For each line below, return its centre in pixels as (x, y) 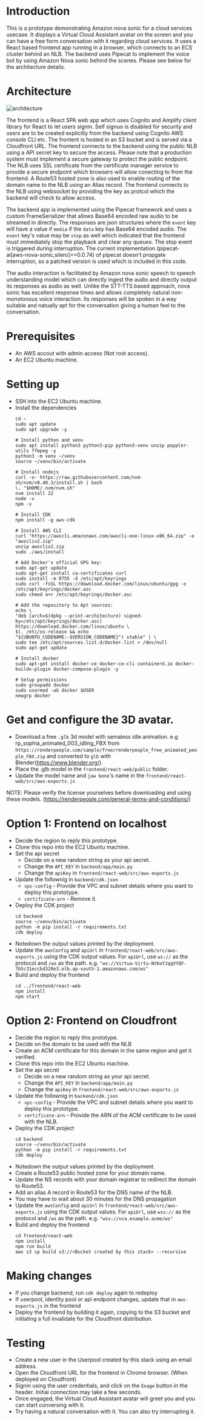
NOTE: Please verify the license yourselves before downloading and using (99, 792)
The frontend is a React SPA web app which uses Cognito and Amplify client (101, 120)
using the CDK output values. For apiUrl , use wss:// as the (117, 1212)
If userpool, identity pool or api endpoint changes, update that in (95, 1299)
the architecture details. (36, 67)
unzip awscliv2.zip (40, 546)
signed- (134, 616)
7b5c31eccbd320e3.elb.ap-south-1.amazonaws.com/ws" (82, 969)
